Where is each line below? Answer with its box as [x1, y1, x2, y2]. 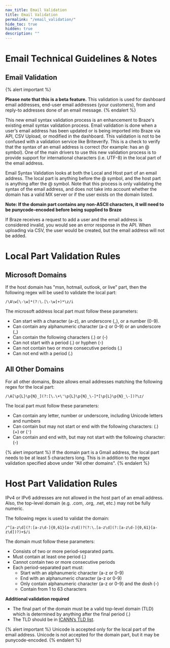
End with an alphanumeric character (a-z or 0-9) [20, 575, 122, 581]
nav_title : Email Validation [5, 7, 67, 13]
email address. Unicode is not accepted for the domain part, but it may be [5, 631, 160, 637]
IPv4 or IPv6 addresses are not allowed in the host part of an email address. [5, 494, 164, 500]
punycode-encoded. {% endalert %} [5, 637, 82, 643]
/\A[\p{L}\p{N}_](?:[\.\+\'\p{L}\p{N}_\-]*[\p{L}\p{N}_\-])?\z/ [5, 394, 144, 399]
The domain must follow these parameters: [5, 538, 95, 544]
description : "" [5, 31, 40, 36]
